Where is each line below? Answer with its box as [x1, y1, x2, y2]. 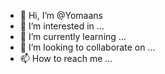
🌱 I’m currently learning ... [19, 31, 127, 42]
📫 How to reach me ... [19, 53, 113, 64]
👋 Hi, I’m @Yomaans [19, 10, 103, 21]
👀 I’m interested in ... [19, 20, 105, 32]
